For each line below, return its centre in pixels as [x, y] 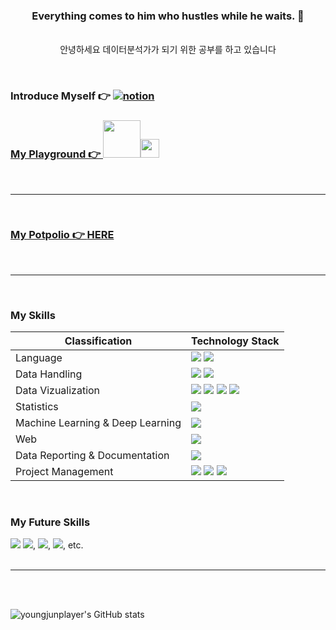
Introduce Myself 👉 [60, 96]
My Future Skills [50, 522]
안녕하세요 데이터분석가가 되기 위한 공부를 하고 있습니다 [168, 50]
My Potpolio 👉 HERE [62, 235]
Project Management [64, 472]
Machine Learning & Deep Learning [98, 423]
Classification [98, 341]
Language [39, 358]
